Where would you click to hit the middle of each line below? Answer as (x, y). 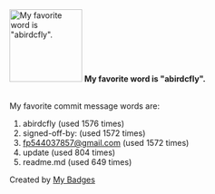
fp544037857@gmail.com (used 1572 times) (106, 143)
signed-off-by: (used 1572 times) (84, 133)
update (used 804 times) (69, 152)
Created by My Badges (52, 179)
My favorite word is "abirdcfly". (145, 79)
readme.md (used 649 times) (77, 162)
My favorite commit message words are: (85, 106)
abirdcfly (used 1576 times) (73, 123)
